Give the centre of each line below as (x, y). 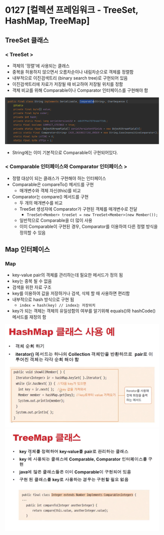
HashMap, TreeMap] (48, 21)
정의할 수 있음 (32, 232)
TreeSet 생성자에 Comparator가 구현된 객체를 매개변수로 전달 (78, 209)
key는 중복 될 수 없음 (32, 281)
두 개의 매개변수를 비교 (41, 203)
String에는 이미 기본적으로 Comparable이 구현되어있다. (65, 153)
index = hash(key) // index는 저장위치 (57, 306)
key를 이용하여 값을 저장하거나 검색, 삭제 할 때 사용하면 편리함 (71, 294)
